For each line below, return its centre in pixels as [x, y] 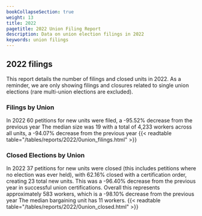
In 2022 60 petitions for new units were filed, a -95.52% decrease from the [99, 121]
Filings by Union [30, 107]
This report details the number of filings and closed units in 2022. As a [94, 78]
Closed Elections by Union [46, 156]
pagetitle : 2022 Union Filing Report [54, 29]
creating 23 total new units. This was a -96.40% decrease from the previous [101, 181]
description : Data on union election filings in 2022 [75, 34]
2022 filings [30, 64]
